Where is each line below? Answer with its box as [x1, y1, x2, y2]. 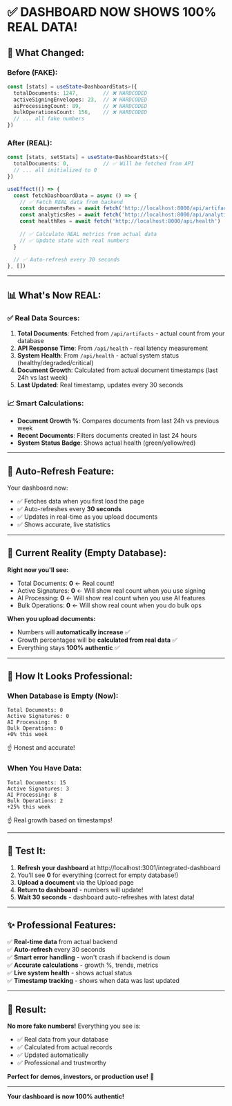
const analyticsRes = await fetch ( [19, 212, 122, 219]
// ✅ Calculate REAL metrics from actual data [19, 230, 157, 237]
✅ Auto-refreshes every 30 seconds [17, 504, 122, 513]
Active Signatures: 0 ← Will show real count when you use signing [17, 586, 206, 595]
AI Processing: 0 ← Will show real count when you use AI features [17, 593, 206, 602]
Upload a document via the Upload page [17, 878, 134, 886]
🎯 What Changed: [7, 46, 85, 59]
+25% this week [7, 803, 51, 810]
